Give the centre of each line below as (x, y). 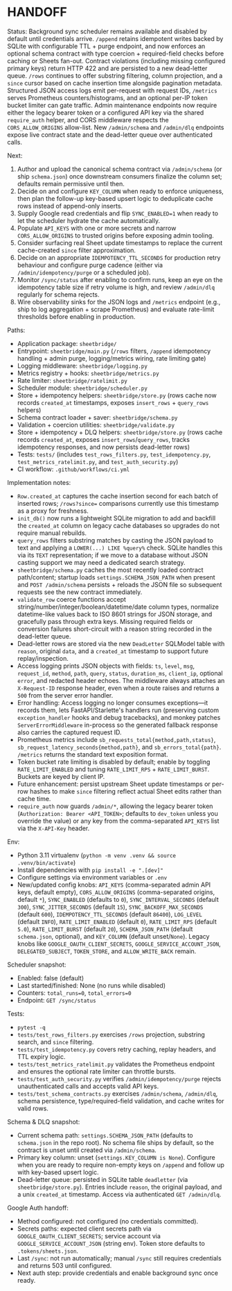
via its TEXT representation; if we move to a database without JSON (113, 555)
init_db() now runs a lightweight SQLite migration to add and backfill (116, 518)
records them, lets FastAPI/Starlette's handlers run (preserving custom (118, 710)
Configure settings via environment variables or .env (92, 877)
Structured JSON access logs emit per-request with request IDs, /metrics (112, 90)
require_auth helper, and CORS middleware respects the (88, 120)
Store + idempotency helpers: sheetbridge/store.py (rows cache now (117, 395)
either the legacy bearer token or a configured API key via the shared (106, 113)
